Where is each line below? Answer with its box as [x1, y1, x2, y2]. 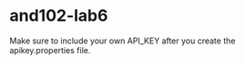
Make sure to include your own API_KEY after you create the [9, 35, 236, 46]
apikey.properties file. [9, 44, 91, 55]
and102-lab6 [9, 5, 108, 26]
